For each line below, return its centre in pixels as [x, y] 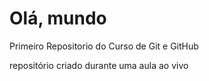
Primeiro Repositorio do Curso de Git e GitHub [104, 46]
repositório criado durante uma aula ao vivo [99, 65]
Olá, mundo [58, 18]
